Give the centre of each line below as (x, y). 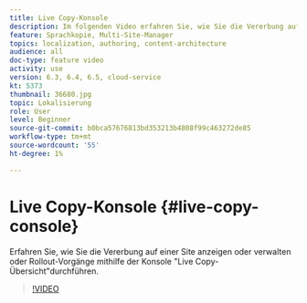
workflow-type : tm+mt (51, 137)
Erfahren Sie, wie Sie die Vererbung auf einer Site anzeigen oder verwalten (150, 251)
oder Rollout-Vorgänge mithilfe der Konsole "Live (101, 261)
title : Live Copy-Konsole (58, 18)
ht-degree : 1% (37, 153)
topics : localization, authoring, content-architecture (118, 43)
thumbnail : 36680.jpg (51, 94)
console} (44, 226)
